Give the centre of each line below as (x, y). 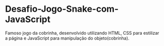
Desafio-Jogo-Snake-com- (62, 9)
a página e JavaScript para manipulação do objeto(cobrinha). (67, 38)
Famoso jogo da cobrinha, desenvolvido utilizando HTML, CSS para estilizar (82, 33)
